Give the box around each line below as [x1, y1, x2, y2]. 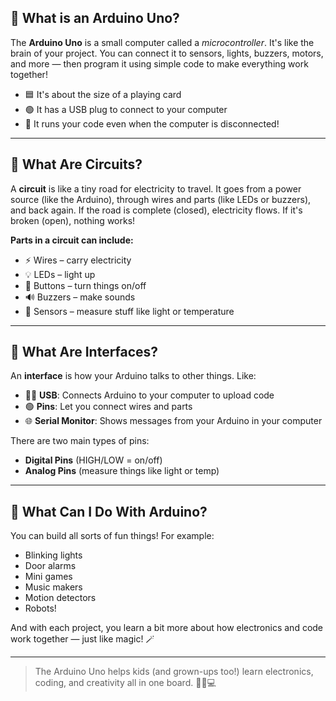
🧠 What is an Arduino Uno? [10, 10, 180, 27]
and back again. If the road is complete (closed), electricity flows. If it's [10, 204, 303, 216]
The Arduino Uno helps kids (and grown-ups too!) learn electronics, [34, 666, 314, 678]
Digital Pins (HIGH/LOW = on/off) [24, 454, 163, 466]
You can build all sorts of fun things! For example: [10, 530, 215, 542]
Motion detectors [24, 592, 97, 604]
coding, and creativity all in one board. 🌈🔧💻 [34, 677, 217, 689]
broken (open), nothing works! [10, 214, 136, 226]
